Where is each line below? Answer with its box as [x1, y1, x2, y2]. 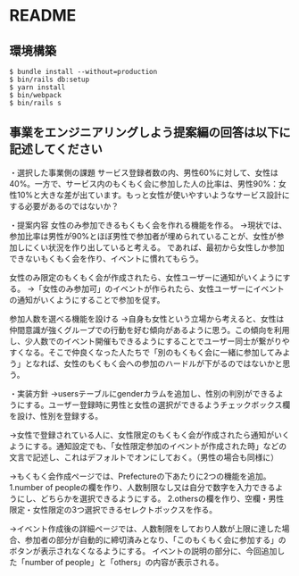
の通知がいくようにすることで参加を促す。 [9, 294, 165, 305]
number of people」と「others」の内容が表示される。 [24, 556, 224, 567]
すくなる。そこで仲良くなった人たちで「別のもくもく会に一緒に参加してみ [9, 346, 283, 357]
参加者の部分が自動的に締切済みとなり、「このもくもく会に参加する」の [24, 534, 287, 545]
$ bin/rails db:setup [9, 75, 90, 84]
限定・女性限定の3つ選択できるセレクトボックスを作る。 [9, 504, 217, 514]
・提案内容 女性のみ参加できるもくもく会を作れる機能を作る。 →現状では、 [9, 220, 287, 230]
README [9, 5, 77, 26]
